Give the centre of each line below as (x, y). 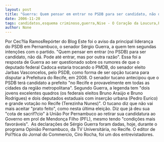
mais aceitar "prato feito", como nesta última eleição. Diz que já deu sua (77, 109)
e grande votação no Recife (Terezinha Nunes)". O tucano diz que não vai (79, 104)
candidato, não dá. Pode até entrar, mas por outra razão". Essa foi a (73, 57)
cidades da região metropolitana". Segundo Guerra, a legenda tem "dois (78, 88)
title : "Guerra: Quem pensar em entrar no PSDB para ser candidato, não (81, 14)
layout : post (18, 9)
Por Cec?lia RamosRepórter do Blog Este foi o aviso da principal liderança (79, 41)
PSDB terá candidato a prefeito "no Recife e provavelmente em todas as (77, 83)
